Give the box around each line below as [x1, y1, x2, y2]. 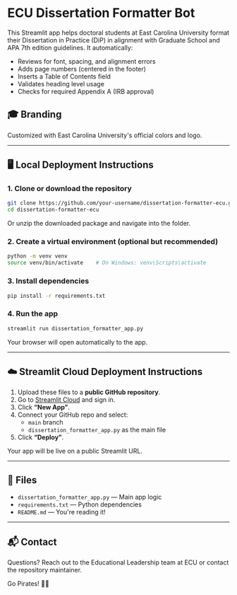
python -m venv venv [7, 253, 68, 260]
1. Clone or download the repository [7, 184, 132, 194]
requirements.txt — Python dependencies [17, 500, 142, 509]
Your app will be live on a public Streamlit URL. [7, 447, 143, 456]
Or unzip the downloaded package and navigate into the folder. [7, 219, 191, 228]
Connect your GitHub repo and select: [17, 410, 128, 419]
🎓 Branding [7, 108, 62, 121]
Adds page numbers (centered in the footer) [17, 64, 147, 73]
